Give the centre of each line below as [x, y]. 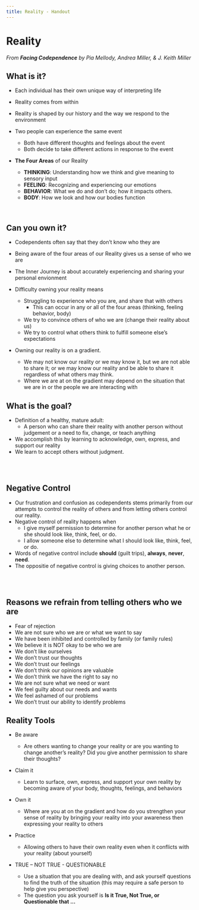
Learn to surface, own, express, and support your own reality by [102, 782]
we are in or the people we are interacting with [80, 387]
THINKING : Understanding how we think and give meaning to [99, 172]
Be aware [26, 735]
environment [30, 120]
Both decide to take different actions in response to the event [98, 149]
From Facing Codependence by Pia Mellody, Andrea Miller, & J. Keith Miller [99, 58]
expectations [40, 339]
